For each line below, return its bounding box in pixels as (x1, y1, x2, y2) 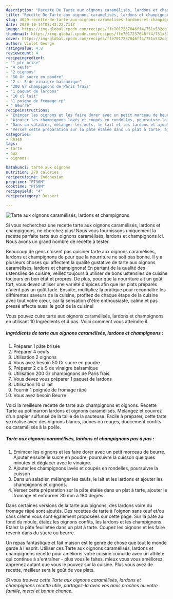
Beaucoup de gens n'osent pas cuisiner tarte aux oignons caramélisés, (6, 248, 156, 254)
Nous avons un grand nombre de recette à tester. (6, 238, 110, 245)
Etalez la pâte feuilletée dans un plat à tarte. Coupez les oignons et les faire (6, 524, 165, 530)
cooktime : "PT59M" (6, 184, 45, 189)
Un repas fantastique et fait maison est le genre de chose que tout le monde (6, 539, 167, 546)
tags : (6, 141, 17, 146)
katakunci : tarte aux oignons (6, 165, 71, 170)
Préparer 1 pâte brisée (13, 343, 61, 349)
